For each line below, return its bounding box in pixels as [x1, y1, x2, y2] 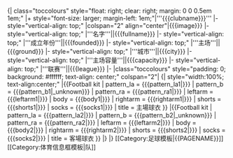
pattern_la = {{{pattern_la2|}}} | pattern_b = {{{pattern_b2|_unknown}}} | [7, 111, 217, 119]
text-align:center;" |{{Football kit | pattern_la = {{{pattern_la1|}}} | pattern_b [7, 80, 224, 88]
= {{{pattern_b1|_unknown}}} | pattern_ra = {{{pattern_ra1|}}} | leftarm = [7, 87, 214, 96]
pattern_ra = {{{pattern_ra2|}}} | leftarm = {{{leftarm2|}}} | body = [7, 119, 197, 127]
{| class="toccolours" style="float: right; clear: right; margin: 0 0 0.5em [7, 7, 212, 15]
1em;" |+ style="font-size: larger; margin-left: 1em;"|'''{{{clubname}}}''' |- [7, 14, 218, 22]
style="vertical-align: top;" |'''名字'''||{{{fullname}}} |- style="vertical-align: [7, 30, 224, 38]
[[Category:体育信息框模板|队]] [7, 143, 97, 151]
